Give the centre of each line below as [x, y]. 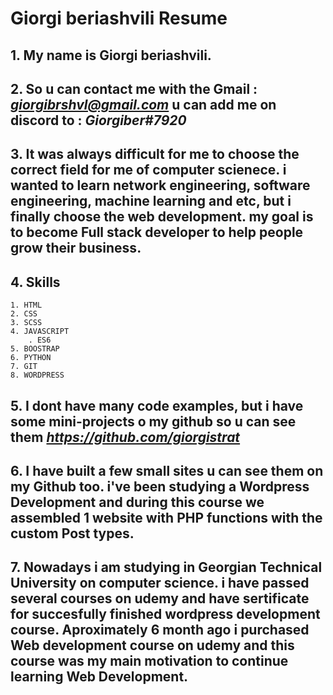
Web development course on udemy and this [152, 645]
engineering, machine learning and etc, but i [151, 201]
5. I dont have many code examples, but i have [157, 405]
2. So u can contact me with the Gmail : [134, 88]
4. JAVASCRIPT [40, 332]
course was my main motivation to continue [149, 661]
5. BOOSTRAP [35, 349]
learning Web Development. [99, 677]
